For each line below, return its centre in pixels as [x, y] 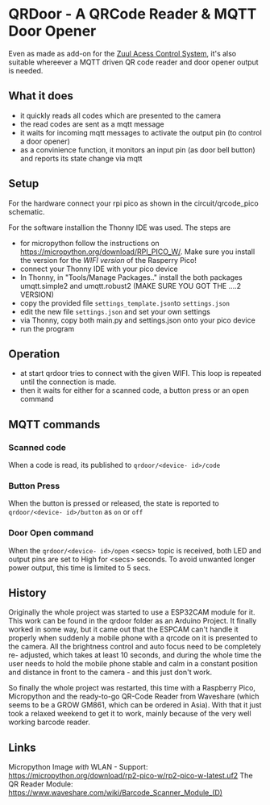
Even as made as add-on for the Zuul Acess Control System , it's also [123, 53]
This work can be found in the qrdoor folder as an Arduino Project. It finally [133, 621]
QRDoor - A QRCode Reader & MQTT [133, 14]
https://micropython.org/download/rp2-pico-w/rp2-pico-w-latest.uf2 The [131, 776]
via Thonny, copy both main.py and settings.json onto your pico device [137, 320]
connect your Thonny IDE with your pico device [99, 269]
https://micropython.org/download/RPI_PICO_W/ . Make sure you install [137, 252]
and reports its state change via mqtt [81, 158]
